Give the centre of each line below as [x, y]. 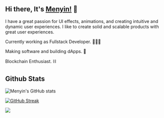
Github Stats [25, 79]
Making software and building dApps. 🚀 [46, 51]
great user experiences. [30, 32]
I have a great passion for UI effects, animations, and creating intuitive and [82, 21]
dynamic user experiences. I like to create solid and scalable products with [82, 26]
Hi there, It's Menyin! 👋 [41, 9]
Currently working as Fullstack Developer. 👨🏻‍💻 [53, 41]
